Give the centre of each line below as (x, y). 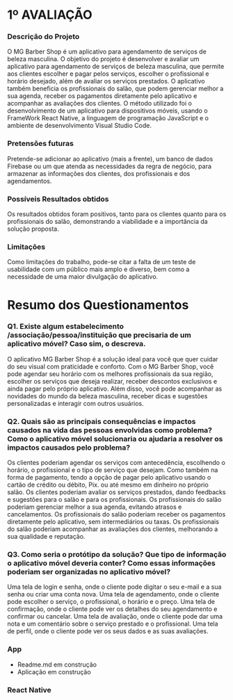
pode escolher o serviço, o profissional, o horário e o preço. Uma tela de (111, 602)
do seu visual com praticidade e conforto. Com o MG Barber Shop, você (111, 366)
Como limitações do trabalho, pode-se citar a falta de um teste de (102, 262)
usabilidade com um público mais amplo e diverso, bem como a (98, 269)
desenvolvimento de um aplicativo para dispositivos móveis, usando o (107, 111)
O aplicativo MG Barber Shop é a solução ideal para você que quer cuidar (113, 359)
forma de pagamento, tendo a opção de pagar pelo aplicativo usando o (109, 478)
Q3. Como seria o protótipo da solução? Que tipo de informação (117, 555)
